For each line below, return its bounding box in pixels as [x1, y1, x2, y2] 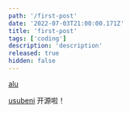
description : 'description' [8, 42, 103, 50]
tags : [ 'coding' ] [8, 34, 67, 43]
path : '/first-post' [8, 11, 78, 20]
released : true [8, 49, 60, 57]
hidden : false [8, 57, 57, 65]
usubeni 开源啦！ [8, 95, 66, 105]
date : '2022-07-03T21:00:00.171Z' [8, 19, 125, 27]
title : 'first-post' [8, 27, 78, 35]
